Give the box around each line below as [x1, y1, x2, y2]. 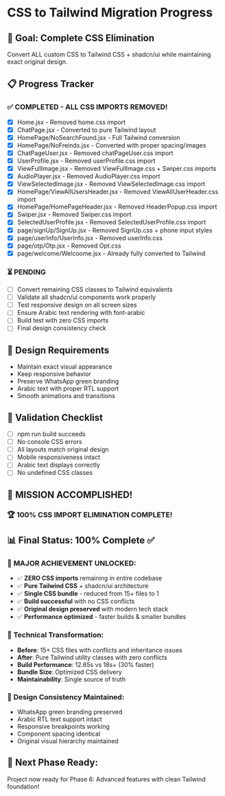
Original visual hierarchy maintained [16, 737, 119, 745]
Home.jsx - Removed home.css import [16, 118, 126, 126]
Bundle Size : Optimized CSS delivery [16, 668, 122, 676]
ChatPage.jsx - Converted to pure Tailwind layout [16, 126, 156, 134]
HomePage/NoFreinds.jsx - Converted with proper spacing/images [16, 141, 206, 149]
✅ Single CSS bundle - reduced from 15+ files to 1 [16, 589, 159, 598]
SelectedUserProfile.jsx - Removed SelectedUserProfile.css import [16, 218, 206, 226]
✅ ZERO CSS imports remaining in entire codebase [16, 574, 163, 583]
